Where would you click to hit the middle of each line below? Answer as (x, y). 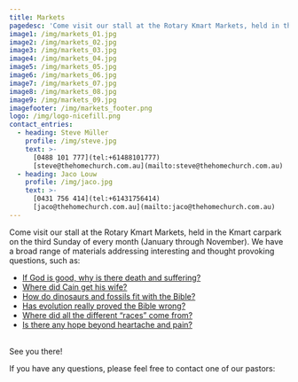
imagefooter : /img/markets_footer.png (81, 108)
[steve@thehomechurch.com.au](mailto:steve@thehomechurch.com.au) (158, 166)
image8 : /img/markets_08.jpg (63, 91)
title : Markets (37, 17)
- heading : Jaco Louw (57, 174)
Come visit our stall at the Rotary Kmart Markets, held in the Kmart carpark (145, 232)
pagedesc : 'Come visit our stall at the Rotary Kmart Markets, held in (144, 26)
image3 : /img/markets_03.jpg (63, 51)
